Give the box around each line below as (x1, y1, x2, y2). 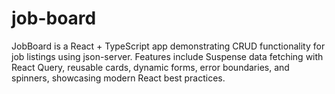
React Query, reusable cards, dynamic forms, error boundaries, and (11, 61, 290, 73)
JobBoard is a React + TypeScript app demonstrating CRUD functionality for (11, 40, 326, 52)
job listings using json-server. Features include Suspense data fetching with (11, 50, 324, 62)
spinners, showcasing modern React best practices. (11, 72, 226, 84)
